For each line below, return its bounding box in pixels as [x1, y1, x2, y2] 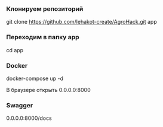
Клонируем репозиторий [6, 5, 84, 13]
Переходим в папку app [6, 33, 79, 42]
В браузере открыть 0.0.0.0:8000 [6, 86, 91, 93]
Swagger [6, 101, 33, 109]
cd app [6, 46, 24, 53]
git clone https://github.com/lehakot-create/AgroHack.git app [6, 18, 157, 26]
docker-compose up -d [6, 75, 64, 82]
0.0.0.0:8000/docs [6, 115, 52, 122]
